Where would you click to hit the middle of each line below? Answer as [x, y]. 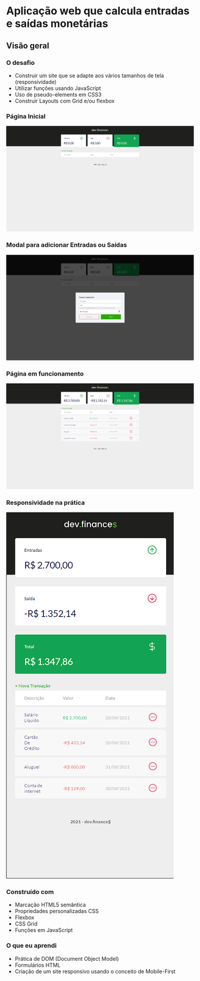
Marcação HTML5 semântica [50, 905]
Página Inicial [26, 116]
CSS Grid [26, 924]
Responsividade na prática [46, 502]
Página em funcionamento [45, 374]
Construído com [30, 892]
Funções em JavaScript [44, 930]
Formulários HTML [37, 965]
